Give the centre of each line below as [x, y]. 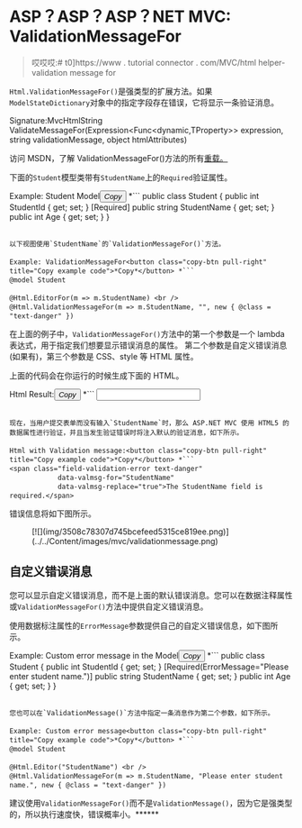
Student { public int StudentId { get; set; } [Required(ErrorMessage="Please [149, 667]
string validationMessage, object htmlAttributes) [98, 140]
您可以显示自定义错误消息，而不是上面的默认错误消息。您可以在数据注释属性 [151, 595]
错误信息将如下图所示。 [53, 514]
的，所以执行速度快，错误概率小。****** [84, 814]
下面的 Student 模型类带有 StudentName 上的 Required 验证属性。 [121, 177]
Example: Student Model [55, 196]
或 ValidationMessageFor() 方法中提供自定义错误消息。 [109, 606]
